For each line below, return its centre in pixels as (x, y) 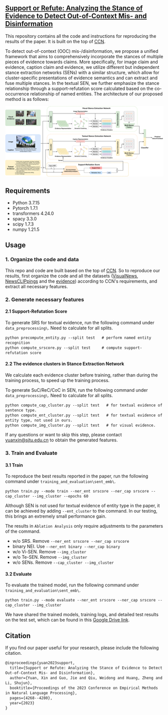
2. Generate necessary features (45, 299)
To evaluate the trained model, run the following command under (72, 585)
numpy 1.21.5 (26, 229)
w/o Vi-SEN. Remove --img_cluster (49, 552)
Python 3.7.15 (26, 203)
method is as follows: (27, 99)
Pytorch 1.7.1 (25, 208)
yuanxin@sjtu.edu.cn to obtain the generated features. (61, 440)
